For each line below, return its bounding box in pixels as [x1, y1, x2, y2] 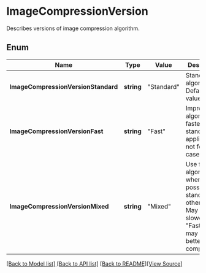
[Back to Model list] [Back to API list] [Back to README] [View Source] [6, 260, 183, 267]
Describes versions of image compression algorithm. [6, 25, 140, 32]
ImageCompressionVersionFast [9, 127, 104, 136]
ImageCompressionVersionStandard [9, 82, 118, 91]
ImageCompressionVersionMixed [9, 202, 109, 210]
